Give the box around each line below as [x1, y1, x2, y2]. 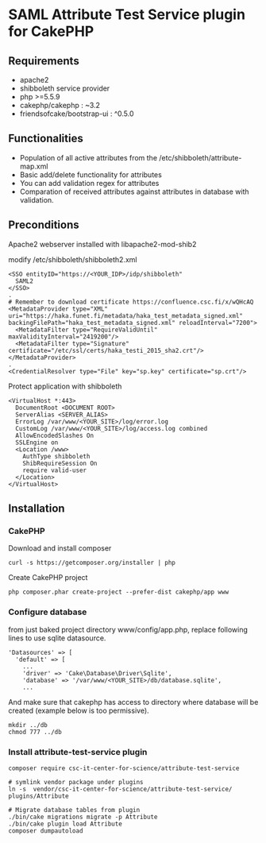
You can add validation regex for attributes [19, 178, 160, 188]
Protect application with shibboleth [8, 381, 122, 391]
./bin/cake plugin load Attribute [8, 820, 123, 828]
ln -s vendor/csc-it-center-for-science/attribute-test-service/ [8, 785, 233, 793]
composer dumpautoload [8, 826, 83, 835]
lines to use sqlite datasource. [8, 633, 106, 643]
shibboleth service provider [19, 83, 110, 93]
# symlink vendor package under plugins [8, 778, 145, 786]
